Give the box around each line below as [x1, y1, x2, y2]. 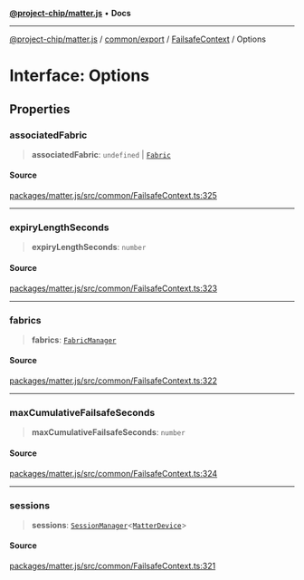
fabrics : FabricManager [31, 334, 117, 345]
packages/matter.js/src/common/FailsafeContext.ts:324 [9, 468, 218, 478]
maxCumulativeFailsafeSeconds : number [31, 427, 185, 438]
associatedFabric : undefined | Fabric [31, 149, 172, 159]
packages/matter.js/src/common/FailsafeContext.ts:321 [9, 561, 216, 572]
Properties [9, 101, 71, 117]
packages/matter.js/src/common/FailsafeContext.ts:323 [9, 283, 218, 294]
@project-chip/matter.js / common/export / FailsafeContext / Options [9, 34, 267, 44]
